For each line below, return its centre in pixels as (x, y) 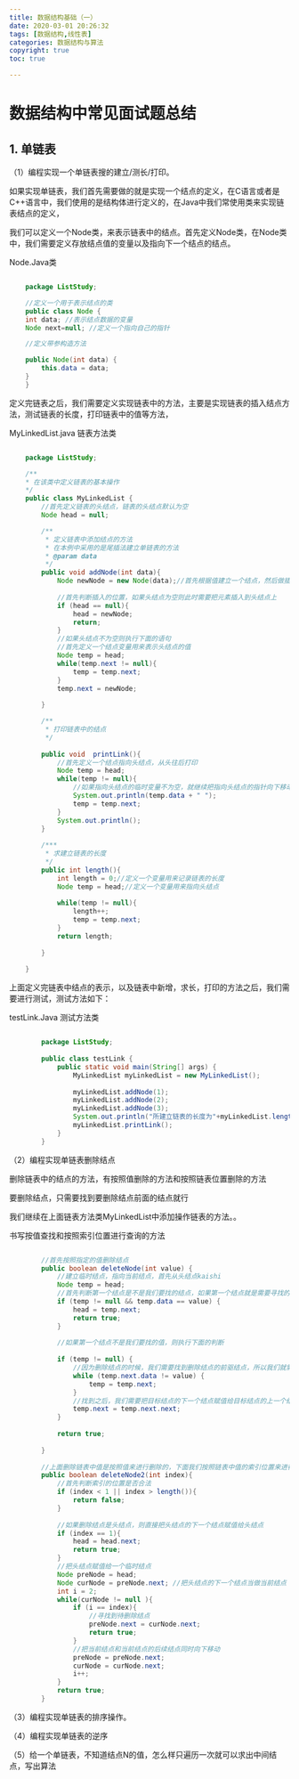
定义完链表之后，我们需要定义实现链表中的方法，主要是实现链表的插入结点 (145, 402)
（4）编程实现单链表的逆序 (59, 1735)
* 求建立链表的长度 (76, 854)
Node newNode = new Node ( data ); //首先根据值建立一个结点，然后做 (170, 581)
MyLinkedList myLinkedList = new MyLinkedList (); (166, 1075)
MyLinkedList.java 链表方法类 (63, 433)
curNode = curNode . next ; (119, 1666)
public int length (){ (81, 870)
